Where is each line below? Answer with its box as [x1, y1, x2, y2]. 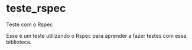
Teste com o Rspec [6, 21, 53, 28]
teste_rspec [6, 2, 66, 15]
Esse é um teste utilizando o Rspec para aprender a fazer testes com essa [6, 32, 187, 39]
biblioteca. [6, 38, 32, 45]
